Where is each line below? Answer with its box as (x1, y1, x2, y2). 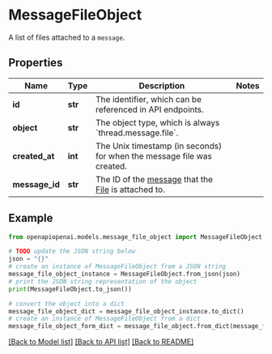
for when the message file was (96, 150, 213, 161)
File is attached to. (96, 184, 166, 195)
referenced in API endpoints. (96, 104, 204, 115)
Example (8, 211, 53, 225)
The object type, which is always (96, 117, 220, 128)
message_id (12, 178, 61, 190)
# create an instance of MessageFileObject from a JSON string (8, 262, 227, 271)
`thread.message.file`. (96, 127, 179, 139)
